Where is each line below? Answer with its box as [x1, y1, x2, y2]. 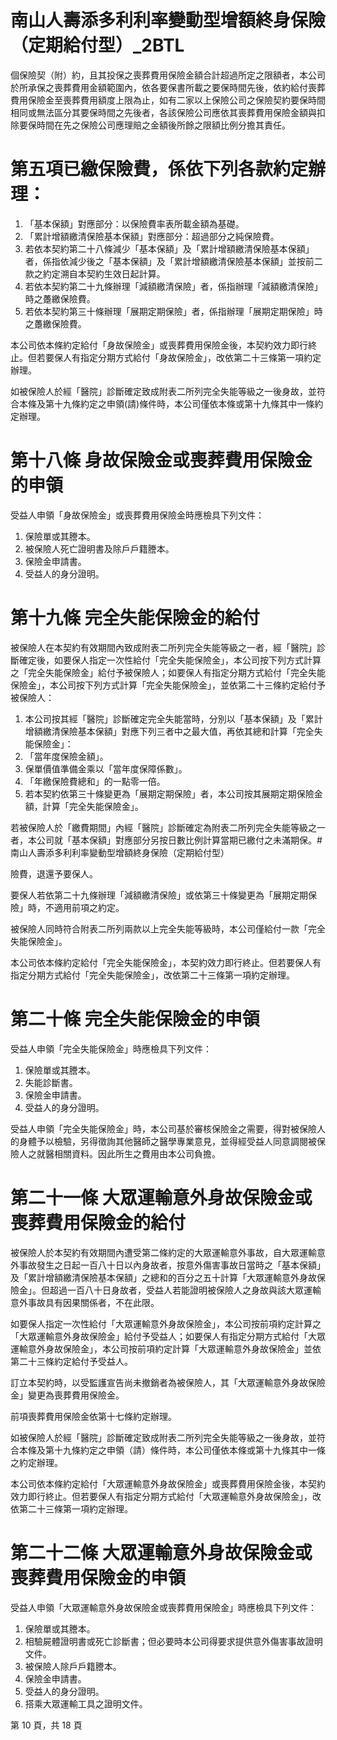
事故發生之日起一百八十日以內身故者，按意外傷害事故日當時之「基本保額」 [18, 1259, 326, 1271]
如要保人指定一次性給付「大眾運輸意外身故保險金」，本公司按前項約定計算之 [10, 1317, 322, 1330]
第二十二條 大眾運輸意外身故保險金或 [10, 1541, 313, 1564]
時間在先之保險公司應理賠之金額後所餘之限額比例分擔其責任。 [36, 119, 291, 131]
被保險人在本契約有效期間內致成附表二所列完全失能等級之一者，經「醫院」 [10, 641, 317, 653]
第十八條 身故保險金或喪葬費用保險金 [10, 449, 313, 472]
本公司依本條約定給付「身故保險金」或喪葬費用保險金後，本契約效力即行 [10, 339, 308, 351]
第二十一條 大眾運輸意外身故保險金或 [10, 1186, 313, 1209]
